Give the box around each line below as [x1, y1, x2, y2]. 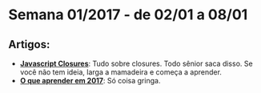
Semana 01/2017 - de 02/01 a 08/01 [8, 6, 248, 24]
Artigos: [8, 38, 50, 51]
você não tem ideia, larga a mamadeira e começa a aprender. [19, 67, 223, 77]
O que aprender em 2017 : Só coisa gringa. [19, 76, 161, 85]
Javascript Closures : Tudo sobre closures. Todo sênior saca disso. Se [19, 59, 254, 68]
